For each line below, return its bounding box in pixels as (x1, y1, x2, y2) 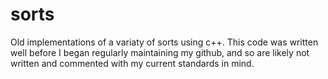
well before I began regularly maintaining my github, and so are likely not (10, 46, 310, 58)
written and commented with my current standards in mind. (10, 57, 255, 69)
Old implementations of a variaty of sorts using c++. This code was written (10, 36, 319, 48)
